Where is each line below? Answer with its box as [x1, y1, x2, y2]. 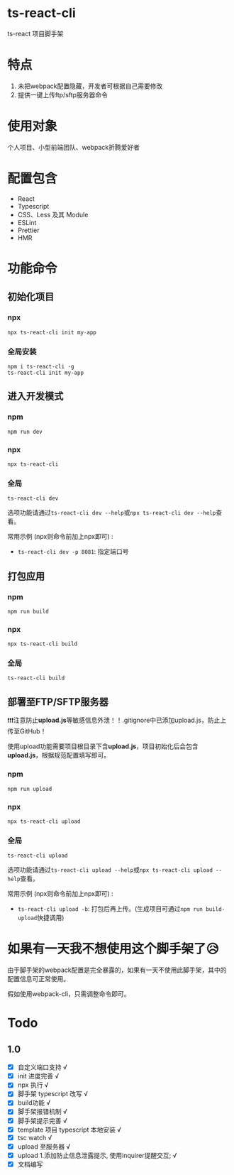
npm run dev [7, 428, 43, 435]
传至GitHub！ [7, 727, 47, 736]
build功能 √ [17, 1098, 51, 1107]
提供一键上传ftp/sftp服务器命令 [17, 90, 108, 99]
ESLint [17, 218, 37, 226]
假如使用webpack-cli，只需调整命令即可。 [7, 990, 130, 998]
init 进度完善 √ [17, 1072, 60, 1081]
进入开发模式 [7, 390, 64, 403]
